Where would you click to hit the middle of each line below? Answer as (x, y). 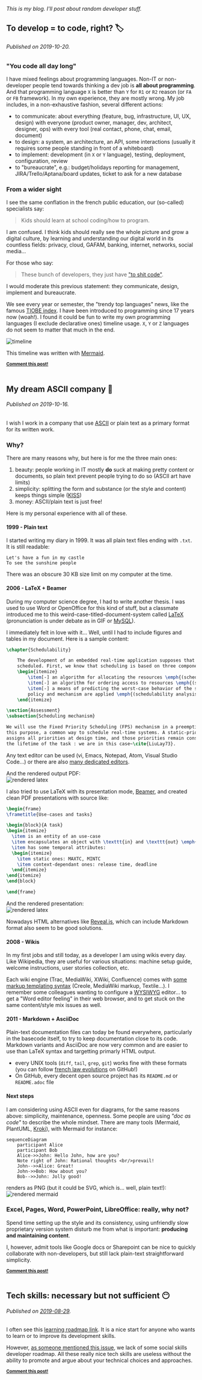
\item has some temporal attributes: (59, 848)
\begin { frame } (24, 809)
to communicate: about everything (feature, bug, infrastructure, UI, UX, (103, 116)
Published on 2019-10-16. (38, 404)
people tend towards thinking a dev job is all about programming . (114, 85)
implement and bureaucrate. (41, 293)
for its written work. (30, 429)
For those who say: (30, 263)
